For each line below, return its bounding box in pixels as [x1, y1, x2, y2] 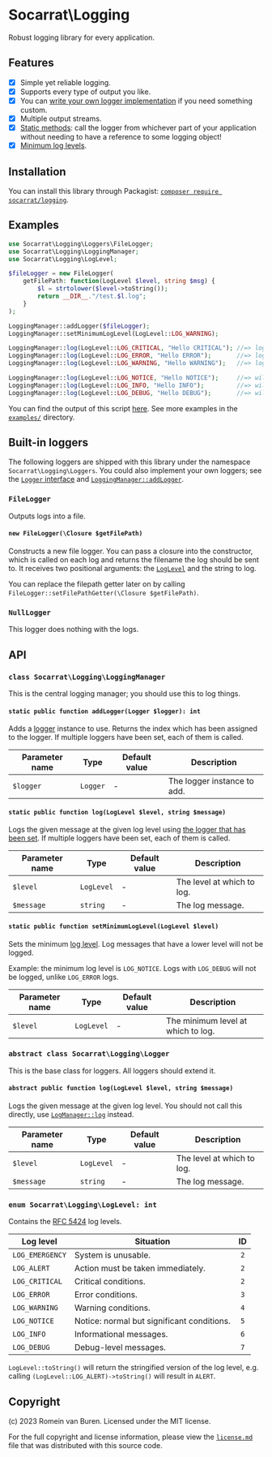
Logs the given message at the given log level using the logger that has [8, 825, 246, 835]
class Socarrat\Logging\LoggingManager [8, 672, 166, 681]
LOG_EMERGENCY [12, 1251, 67, 1260]
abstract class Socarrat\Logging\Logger [8, 1049, 170, 1059]
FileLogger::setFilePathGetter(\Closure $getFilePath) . [8, 587, 200, 597]
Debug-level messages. [74, 1342, 166, 1353]
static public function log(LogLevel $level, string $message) [8, 808, 227, 816]
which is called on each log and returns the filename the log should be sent [8, 554, 259, 565]
